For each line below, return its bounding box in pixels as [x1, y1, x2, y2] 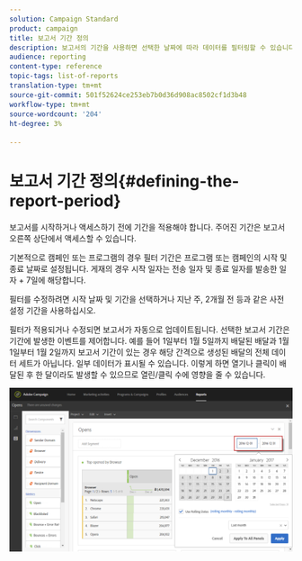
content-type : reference [9, 62, 102, 71]
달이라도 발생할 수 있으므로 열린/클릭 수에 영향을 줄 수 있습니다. [44, 369, 266, 380]
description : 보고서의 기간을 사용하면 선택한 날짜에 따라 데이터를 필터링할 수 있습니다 [9, 43, 295, 52]
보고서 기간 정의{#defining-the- [9, 171, 240, 192]
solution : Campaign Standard [9, 14, 119, 23]
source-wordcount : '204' [9, 109, 102, 119]
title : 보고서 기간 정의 [9, 33, 90, 42]
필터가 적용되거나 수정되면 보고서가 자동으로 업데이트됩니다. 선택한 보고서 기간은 [9, 324, 290, 335]
